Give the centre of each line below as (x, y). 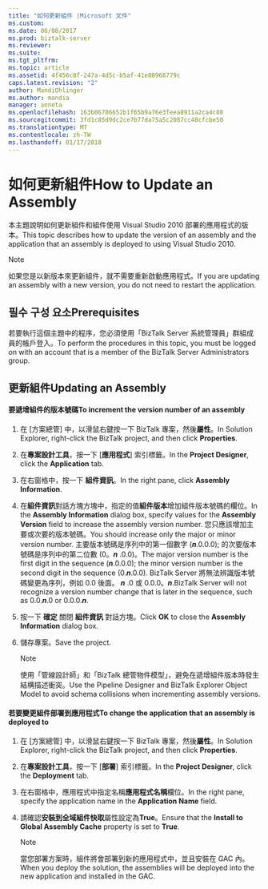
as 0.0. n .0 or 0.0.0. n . (54, 600)
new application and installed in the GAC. (88, 876)
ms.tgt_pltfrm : (34, 61)
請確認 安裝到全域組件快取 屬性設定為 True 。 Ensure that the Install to (132, 818)
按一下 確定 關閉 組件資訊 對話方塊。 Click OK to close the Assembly (133, 617)
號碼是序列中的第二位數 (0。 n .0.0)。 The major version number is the (134, 554)
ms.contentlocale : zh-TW (50, 135)
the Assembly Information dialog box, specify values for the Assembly (138, 514)
